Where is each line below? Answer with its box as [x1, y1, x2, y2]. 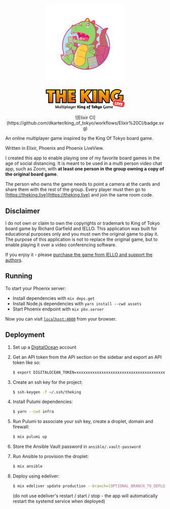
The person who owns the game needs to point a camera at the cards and [5, 181, 160, 187]
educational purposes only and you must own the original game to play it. [5, 231, 159, 237]
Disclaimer [5, 207, 40, 215]
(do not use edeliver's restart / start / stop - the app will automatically [12, 493, 158, 499]
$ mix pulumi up [12, 434, 47, 439]
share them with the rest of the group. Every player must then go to [5, 186, 146, 192]
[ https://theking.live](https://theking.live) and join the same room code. [5, 192, 153, 198]
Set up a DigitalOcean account [12, 344, 77, 350]
